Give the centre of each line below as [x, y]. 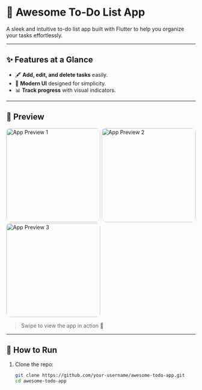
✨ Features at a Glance [50, 60]
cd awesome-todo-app [41, 381]
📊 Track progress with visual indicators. [65, 90]
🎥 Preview [25, 117]
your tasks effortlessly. [35, 35]
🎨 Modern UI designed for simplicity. [60, 83]
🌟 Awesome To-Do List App [76, 12]
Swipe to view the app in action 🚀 [62, 325]
